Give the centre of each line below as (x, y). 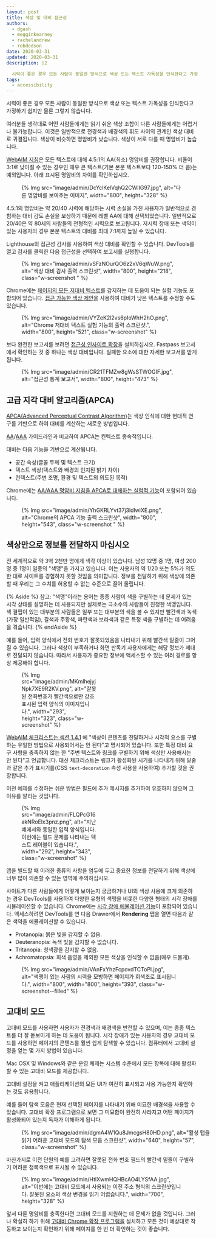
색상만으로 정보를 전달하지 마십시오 (68, 545)
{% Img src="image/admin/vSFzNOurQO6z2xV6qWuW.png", (98, 264)
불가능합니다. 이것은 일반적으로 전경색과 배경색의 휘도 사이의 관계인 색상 (98, 131)
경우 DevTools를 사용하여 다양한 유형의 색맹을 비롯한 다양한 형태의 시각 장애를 (105, 898)
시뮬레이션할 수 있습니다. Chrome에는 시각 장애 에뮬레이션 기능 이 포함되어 (94, 906)
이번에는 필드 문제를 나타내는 (56, 837)
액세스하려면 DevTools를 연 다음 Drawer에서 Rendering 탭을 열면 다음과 (101, 914)
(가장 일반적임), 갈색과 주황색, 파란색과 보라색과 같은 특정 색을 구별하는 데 (93, 619)
